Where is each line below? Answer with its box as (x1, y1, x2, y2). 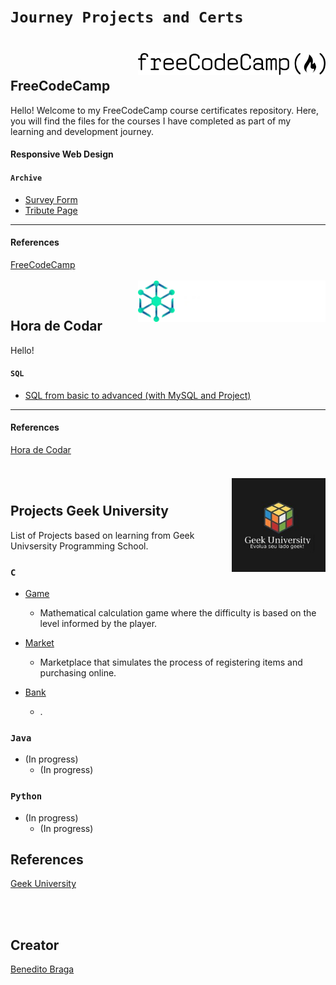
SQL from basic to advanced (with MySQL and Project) (24, 389, 252, 401)
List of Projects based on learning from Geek (10, 529, 195, 541)
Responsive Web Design (10, 148, 114, 160)
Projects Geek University (10, 503, 169, 520)
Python (10, 791, 43, 802)
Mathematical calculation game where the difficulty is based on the (39, 607, 317, 619)
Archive (10, 173, 43, 183)
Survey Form (24, 193, 78, 205)
